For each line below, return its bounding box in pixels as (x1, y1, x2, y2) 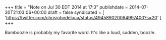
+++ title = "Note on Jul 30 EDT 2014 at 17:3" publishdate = (5, 4, 128, 10)
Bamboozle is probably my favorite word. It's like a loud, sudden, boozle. (5, 30, 156, 35)
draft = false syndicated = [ (47, 9, 104, 15)
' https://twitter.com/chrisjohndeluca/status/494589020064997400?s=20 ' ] (5, 15, 162, 20)
